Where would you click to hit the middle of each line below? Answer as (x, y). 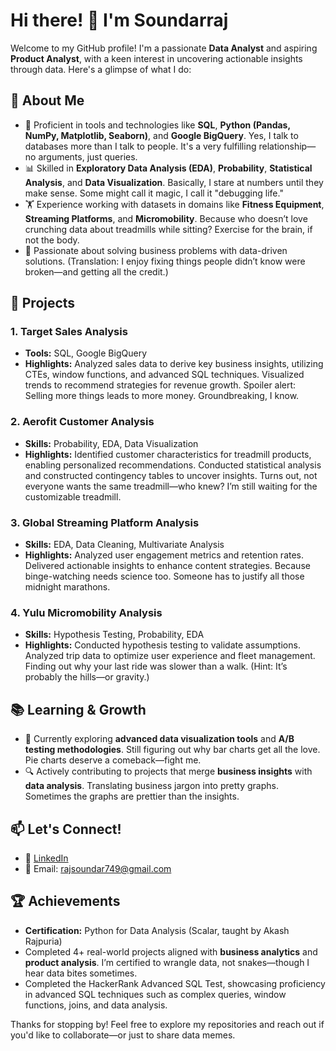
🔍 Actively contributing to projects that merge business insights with (168, 771)
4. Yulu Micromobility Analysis (86, 612)
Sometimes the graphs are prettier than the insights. (132, 796)
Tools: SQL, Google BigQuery (85, 353)
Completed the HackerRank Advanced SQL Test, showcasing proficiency (175, 983)
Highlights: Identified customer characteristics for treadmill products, (168, 454)
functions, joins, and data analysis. (96, 1005)
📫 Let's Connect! (66, 829)
